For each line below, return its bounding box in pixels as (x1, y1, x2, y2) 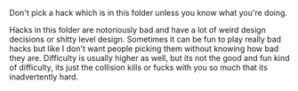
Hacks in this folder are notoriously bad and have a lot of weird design (9, 25, 267, 34)
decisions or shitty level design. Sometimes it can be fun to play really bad (9, 34, 282, 44)
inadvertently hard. (9, 72, 78, 82)
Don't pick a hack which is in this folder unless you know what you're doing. (9, 8, 287, 18)
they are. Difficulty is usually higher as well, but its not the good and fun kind (9, 53, 290, 63)
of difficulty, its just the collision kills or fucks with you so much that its (9, 62, 269, 72)
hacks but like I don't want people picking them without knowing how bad (9, 43, 279, 54)
